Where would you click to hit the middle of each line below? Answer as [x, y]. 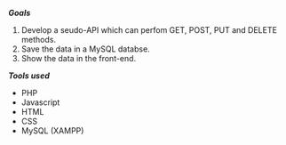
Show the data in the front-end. [79, 58]
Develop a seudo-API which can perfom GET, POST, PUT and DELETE [149, 30]
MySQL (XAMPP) [52, 131]
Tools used [29, 76]
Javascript [40, 102]
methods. [39, 40]
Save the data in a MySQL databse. [85, 49]
